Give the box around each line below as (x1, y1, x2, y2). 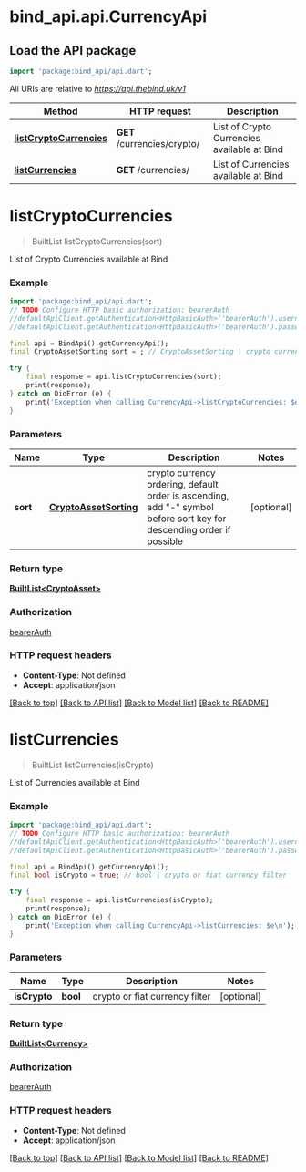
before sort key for (147, 512, 227, 525)
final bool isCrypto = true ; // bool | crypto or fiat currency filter (9, 870, 287, 880)
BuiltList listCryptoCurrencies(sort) (31, 235, 163, 247)
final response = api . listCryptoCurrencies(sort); (25, 372, 222, 382)
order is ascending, (147, 489, 229, 502)
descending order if (147, 523, 231, 536)
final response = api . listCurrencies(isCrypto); (25, 896, 214, 905)
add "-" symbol (147, 500, 214, 513)
